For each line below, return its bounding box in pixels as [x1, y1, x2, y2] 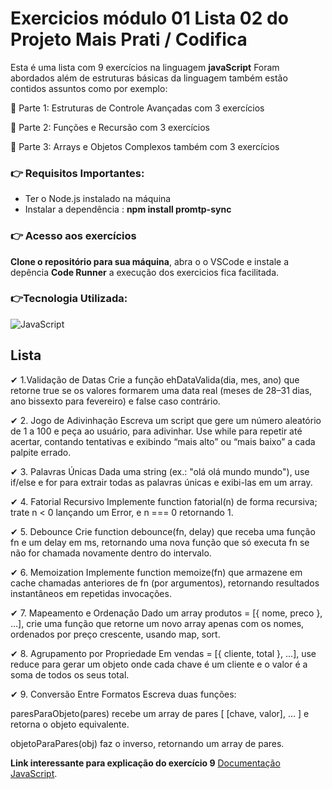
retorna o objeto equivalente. [10, 718, 130, 730]
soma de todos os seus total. [10, 668, 130, 681]
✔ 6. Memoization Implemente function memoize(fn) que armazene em [10, 566, 303, 578]
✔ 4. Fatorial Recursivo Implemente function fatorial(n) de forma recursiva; [10, 495, 318, 507]
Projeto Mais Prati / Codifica [10, 28, 248, 51]
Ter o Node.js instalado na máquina [24, 193, 172, 205]
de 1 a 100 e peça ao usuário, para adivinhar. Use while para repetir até [10, 425, 303, 437]
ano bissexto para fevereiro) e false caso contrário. [10, 395, 221, 407]
